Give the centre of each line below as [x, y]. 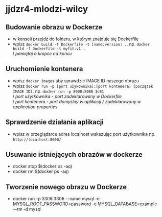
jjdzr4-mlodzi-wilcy [47, 9]
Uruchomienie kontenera [44, 69]
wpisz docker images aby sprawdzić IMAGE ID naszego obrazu [76, 81]
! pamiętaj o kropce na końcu [42, 53]
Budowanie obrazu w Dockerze [54, 27]
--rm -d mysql [27, 209]
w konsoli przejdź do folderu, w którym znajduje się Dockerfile [76, 39]
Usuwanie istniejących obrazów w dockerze [74, 155]
